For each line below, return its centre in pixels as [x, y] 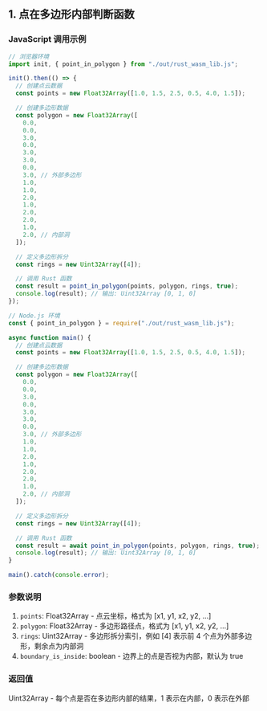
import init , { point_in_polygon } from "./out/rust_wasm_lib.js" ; [123, 64]
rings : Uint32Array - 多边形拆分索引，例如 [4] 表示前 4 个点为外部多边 [136, 636]
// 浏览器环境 [29, 56]
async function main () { [50, 337]
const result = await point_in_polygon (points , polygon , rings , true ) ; [138, 546]
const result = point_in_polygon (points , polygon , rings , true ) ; [127, 286]
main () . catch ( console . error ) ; [59, 575]
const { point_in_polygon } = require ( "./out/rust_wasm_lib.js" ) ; [121, 323]
